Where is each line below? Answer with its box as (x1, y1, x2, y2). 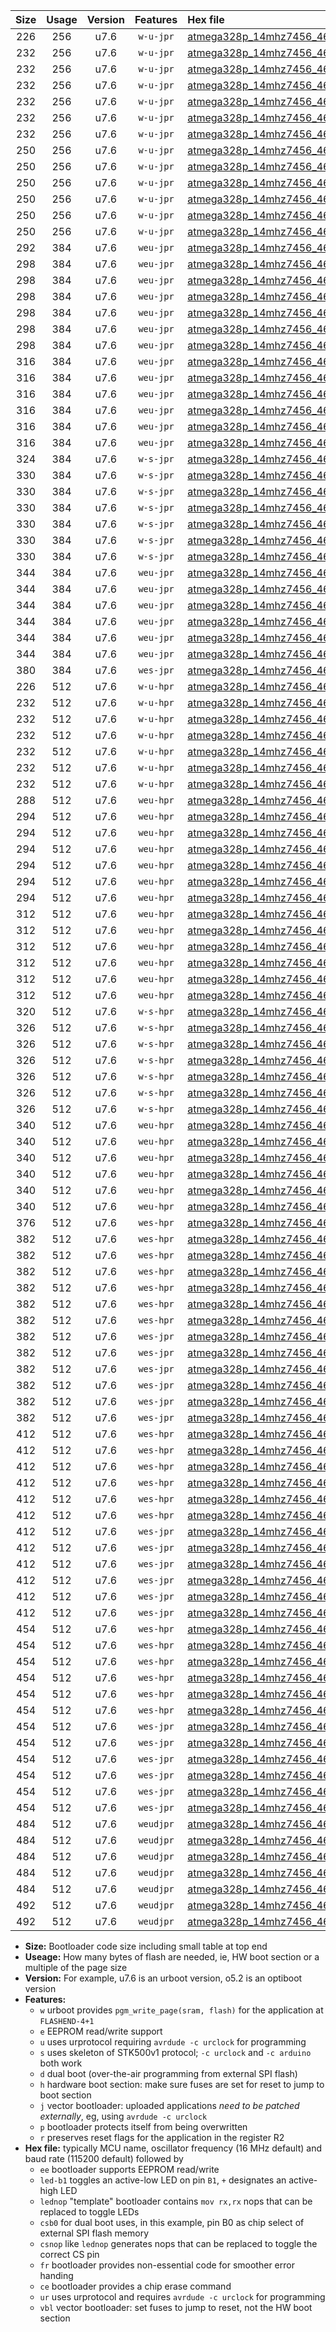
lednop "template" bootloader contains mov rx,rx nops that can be (39, 2195, 313, 2207)
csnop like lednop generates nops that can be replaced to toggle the (39, 2238, 318, 2249)
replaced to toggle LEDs (39, 2206, 140, 2218)
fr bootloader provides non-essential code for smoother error (39, 2259, 295, 2271)
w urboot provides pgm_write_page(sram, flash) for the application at (39, 2004, 324, 2016)
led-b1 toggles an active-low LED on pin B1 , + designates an (39, 2174, 287, 2186)
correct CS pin (39, 2249, 100, 2260)
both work (39, 2057, 83, 2069)
